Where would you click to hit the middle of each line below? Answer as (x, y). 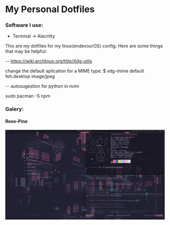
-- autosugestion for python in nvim (42, 86)
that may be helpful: (26, 51)
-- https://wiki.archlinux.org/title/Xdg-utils (49, 61)
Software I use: (24, 25)
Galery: (15, 109)
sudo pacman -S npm (28, 96)
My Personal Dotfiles (50, 9)
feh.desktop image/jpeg (30, 77)
